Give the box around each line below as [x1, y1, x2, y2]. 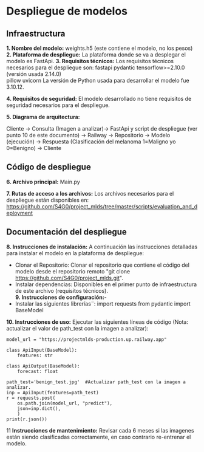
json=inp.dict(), [17, 405, 61, 411]
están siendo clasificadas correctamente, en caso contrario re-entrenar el [6, 433, 191, 440]
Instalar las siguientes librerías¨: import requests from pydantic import [15, 300, 191, 307]
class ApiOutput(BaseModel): [6, 363, 80, 369]
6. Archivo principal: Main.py [6, 178, 80, 185]
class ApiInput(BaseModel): [6, 347, 78, 353]
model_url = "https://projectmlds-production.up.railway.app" [6, 336, 167, 343]
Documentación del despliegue [6, 227, 127, 238]
